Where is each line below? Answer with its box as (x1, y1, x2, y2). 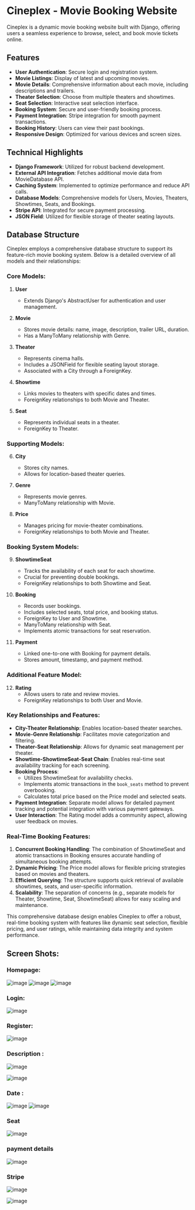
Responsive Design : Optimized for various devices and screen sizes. (15, 130, 182, 137)
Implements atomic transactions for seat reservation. (23, 627, 151, 634)
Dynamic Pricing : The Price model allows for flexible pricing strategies (15, 864, 186, 871)
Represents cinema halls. (23, 355, 85, 362)
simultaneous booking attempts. (15, 858, 93, 865)
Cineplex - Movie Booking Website (6, 4, 177, 18)
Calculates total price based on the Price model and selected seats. (23, 793, 186, 800)
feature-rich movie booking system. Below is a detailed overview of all (6, 252, 176, 259)
